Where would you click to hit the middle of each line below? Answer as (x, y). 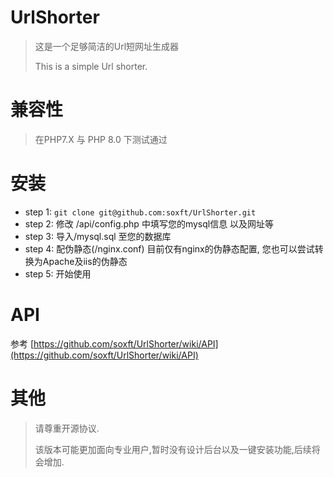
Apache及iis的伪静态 (85, 261)
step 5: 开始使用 (58, 273)
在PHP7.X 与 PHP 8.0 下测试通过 (101, 139)
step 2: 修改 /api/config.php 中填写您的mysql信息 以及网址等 (149, 223)
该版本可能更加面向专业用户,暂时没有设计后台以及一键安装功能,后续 (173, 449)
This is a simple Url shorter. (91, 66)
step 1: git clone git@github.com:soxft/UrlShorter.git (140, 212)
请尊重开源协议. (67, 428)
